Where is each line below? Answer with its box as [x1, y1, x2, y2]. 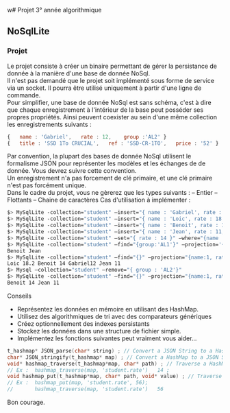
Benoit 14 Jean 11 [7, 279, 60, 287]
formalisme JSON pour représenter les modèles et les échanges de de [7, 159, 206, 167]
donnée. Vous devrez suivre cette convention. [7, 167, 137, 175]
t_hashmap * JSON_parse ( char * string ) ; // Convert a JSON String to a [7, 347, 213, 354]
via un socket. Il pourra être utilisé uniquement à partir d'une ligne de [7, 84, 202, 92]
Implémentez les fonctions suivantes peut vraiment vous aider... [16, 334, 197, 342]
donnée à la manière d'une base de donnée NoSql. [7, 69, 151, 78]
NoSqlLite [7, 25, 50, 37]
